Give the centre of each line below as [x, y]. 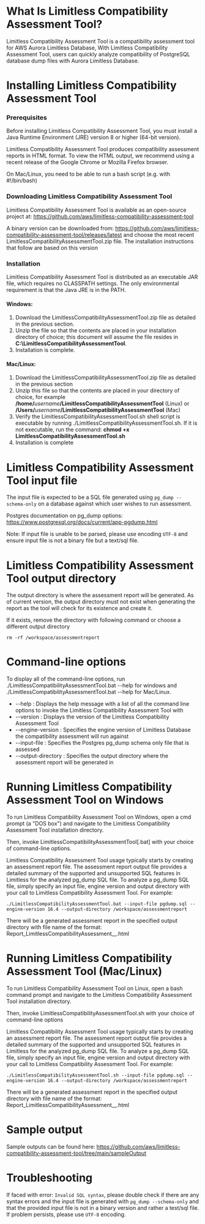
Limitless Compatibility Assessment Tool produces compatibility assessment [103, 149]
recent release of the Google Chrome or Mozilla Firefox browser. [88, 162]
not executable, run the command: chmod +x [72, 430]
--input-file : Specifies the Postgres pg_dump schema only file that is [102, 743]
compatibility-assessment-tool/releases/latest [64, 234]
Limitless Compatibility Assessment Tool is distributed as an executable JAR [102, 277]
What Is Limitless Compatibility [87, 11]
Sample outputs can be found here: [51, 1147]
